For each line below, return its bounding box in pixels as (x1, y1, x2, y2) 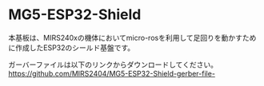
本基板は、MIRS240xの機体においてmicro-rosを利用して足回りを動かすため (8, 33, 257, 42)
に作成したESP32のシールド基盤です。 (8, 42, 135, 53)
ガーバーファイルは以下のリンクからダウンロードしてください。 (8, 60, 218, 69)
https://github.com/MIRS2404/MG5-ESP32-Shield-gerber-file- (8, 68, 216, 78)
